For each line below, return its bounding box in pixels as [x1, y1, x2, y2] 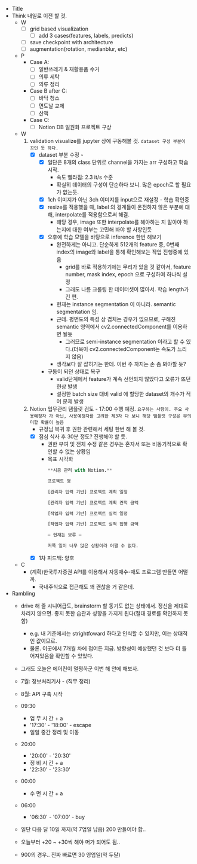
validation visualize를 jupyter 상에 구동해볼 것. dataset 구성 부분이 [29, 137, 186, 144]
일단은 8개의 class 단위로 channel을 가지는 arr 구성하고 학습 [47, 158, 189, 166]
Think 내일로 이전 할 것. [11, 12, 67, 19]
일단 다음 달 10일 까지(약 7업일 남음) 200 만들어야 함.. [20, 826, 146, 833]
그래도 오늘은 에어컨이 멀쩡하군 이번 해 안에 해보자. [20, 665, 139, 672]
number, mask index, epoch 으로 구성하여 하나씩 [65, 271, 181, 277]
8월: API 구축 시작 [20, 691, 63, 698]
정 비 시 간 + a [29, 759, 63, 767]
